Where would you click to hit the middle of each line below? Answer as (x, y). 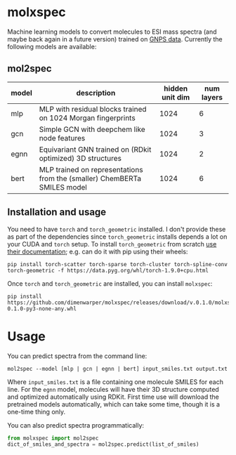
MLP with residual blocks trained (93, 109)
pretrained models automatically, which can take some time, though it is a (113, 404)
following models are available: (52, 46)
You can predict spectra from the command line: (77, 356)
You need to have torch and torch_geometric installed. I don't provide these (117, 229)
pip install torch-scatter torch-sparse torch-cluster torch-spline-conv (118, 264)
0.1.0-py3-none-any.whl (42, 309)
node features (62, 138)
